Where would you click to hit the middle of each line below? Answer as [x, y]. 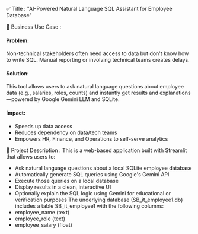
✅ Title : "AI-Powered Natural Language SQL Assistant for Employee [89, 9]
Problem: [18, 40]
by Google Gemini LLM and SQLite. [77, 99]
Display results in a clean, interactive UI [63, 187]
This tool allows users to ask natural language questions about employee [95, 87]
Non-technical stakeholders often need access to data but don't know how [98, 53]
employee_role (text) [40, 219]
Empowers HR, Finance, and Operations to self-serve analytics [91, 138]
